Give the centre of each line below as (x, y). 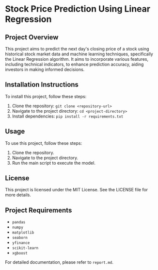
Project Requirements (39, 210)
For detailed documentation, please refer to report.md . (59, 262)
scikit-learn (25, 248)
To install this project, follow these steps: (46, 96)
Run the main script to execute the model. (54, 163)
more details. (18, 195)
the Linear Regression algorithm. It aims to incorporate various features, (77, 59)
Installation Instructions (42, 85)
